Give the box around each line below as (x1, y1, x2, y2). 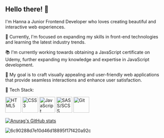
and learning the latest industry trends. (5, 39, 86, 45)
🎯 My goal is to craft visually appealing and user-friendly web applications (5, 71, 159, 77)
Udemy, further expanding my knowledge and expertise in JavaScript (5, 56, 150, 62)
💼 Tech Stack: (5, 86, 34, 93)
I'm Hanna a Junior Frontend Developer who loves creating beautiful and (5, 18, 156, 24)
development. (5, 62, 34, 68)
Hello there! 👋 (5, 5, 49, 14)
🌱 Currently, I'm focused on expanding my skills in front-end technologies (5, 33, 158, 39)
